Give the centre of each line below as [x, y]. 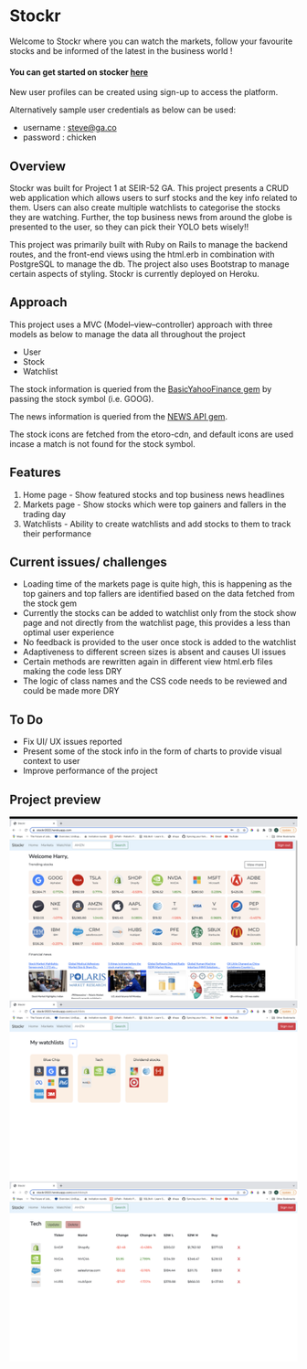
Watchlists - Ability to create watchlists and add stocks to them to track [157, 524]
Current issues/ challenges [88, 562]
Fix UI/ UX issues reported [72, 742]
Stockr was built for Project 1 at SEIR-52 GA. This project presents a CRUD [149, 187]
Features [35, 473]
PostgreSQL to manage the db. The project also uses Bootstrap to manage [149, 264]
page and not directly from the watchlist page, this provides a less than [156, 623]
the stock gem [50, 603]
